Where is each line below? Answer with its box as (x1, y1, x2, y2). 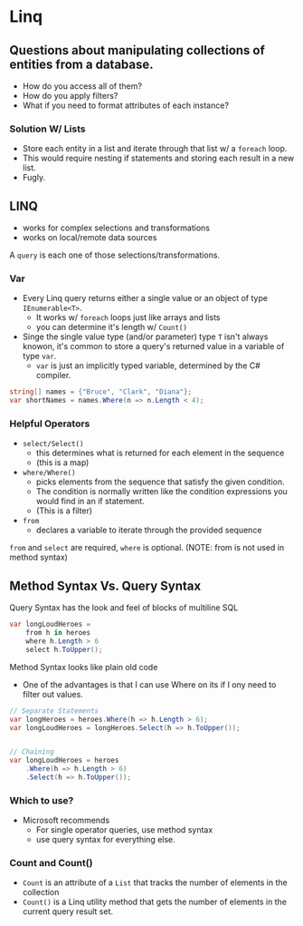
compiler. (35, 370, 71, 381)
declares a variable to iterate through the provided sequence (35, 524, 262, 536)
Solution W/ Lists (9, 122, 86, 135)
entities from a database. (9, 56, 154, 72)
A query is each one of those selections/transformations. (9, 249, 220, 260)
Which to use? (9, 794, 74, 806)
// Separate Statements (9, 706, 99, 716)
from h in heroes (25, 629, 91, 638)
